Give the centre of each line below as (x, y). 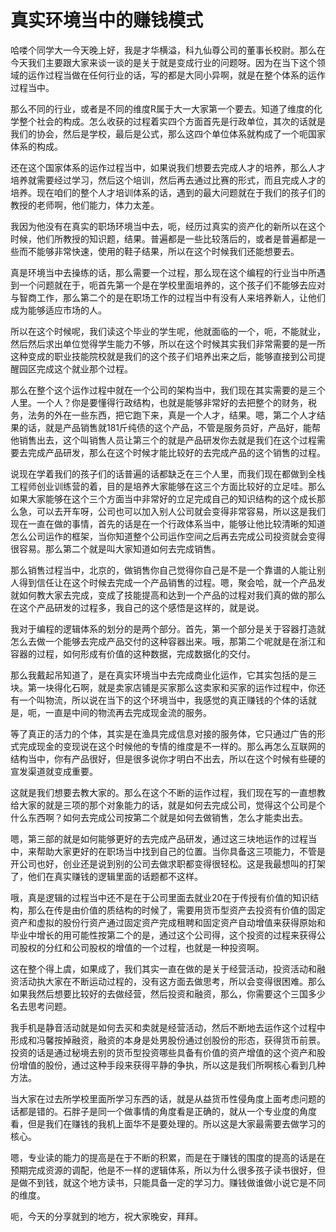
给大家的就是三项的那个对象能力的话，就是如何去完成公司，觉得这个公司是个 (168, 805)
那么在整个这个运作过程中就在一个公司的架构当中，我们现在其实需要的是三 (163, 390)
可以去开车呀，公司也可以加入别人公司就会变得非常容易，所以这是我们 (181, 511)
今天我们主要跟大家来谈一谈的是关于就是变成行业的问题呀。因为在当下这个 (163, 62)
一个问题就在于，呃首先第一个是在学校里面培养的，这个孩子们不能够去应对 (172, 285)
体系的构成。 (36, 146)
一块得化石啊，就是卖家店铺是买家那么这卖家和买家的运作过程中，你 (176, 687)
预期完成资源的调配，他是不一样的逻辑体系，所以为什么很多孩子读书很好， (163, 1170)
